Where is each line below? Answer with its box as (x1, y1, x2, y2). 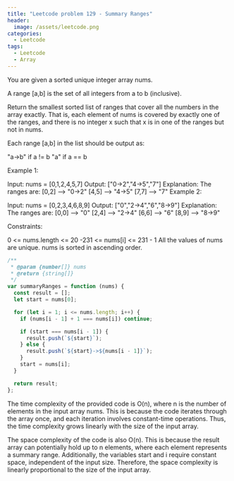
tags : (7, 43, 23, 50)
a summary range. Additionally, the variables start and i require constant (7, 450, 217, 458)
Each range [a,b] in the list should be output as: (7, 139, 145, 147)
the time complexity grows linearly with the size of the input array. (7, 422, 199, 430)
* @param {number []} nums (10, 263, 87, 270)
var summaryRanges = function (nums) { (7, 283, 125, 290)
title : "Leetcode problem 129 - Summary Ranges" (7, 10, 153, 18)
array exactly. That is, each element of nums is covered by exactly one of (7, 110, 221, 118)
